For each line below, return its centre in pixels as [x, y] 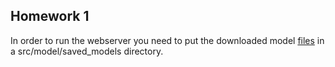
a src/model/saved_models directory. [87, 51]
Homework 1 [50, 16]
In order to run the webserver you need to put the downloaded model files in [167, 40]
